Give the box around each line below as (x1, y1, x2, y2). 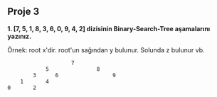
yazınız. (7, 32, 32, 40)
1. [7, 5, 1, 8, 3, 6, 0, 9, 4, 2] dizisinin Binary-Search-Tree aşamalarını (7, 24, 211, 33)
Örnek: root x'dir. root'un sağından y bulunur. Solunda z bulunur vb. (7, 45, 205, 54)
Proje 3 (7, 6, 40, 18)
